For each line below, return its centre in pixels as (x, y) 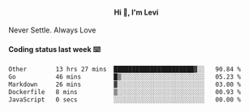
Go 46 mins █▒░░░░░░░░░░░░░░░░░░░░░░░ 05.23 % (125, 77)
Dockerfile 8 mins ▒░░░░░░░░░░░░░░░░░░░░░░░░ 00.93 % (125, 93)
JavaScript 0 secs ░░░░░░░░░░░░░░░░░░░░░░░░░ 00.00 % (125, 99)
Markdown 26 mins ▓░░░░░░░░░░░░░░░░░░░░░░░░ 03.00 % (125, 85)
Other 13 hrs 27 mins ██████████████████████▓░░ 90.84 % (125, 70)
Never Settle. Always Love (52, 30)
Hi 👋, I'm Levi (136, 12)
